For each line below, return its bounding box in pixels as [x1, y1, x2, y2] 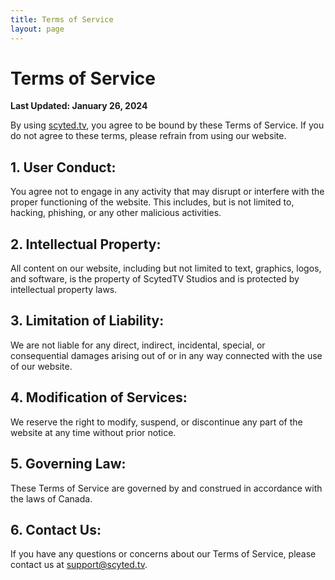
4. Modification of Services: [10, 389, 188, 406]
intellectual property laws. [10, 284, 118, 296]
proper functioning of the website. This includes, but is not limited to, [10, 196, 295, 208]
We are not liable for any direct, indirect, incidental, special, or [10, 339, 266, 351]
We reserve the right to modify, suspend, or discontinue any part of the [10, 416, 303, 428]
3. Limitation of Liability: [10, 312, 165, 330]
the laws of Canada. [10, 492, 93, 505]
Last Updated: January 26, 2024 [10, 100, 148, 112]
